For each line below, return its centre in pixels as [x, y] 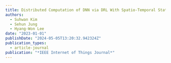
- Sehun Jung [24, 24]
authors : [15, 15]
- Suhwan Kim [24, 19]
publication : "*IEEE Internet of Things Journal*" [60, 52]
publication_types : [26, 43]
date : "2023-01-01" [26, 34]
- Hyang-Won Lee [27, 29]
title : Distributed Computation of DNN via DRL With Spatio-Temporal [81, 10]
